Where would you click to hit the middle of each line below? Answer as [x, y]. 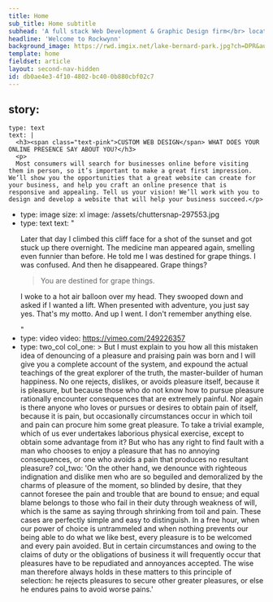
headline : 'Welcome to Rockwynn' [65, 39]
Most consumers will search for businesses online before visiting [132, 164]
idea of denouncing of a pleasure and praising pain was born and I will [138, 356]
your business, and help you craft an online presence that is [118, 185]
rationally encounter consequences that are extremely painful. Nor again [141, 399]
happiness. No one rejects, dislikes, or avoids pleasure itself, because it [140, 382]
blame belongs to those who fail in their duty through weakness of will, [139, 503]
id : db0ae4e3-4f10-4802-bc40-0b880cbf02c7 [81, 77]
